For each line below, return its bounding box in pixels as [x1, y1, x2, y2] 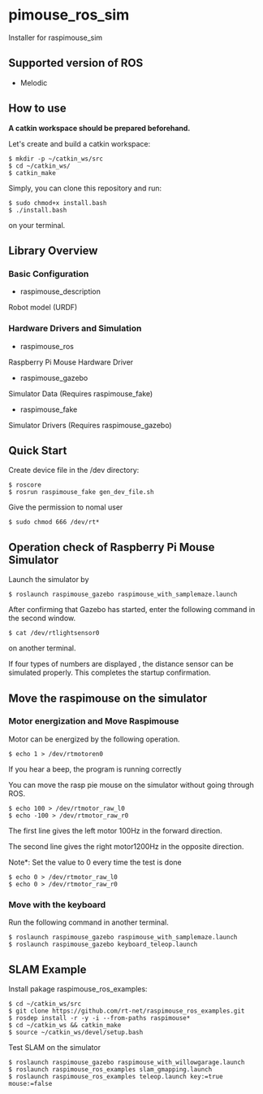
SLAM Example [8, 962, 87, 976]
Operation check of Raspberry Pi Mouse [8, 540, 215, 554]
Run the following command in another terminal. [8, 917, 169, 927]
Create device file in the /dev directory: [8, 466, 140, 475]
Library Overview [8, 243, 98, 257]
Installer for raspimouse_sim [8, 33, 103, 42]
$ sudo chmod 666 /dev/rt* [8, 519, 100, 527]
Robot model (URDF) [8, 303, 78, 313]
